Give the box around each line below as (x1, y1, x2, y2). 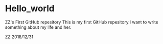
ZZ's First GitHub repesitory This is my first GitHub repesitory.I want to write (5, 19, 159, 25)
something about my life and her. (5, 24, 71, 30)
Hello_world (5, 3, 55, 14)
